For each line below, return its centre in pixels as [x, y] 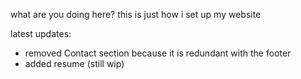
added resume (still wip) [74, 63]
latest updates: [41, 33]
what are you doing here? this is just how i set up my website [136, 14]
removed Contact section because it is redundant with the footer [158, 53]
